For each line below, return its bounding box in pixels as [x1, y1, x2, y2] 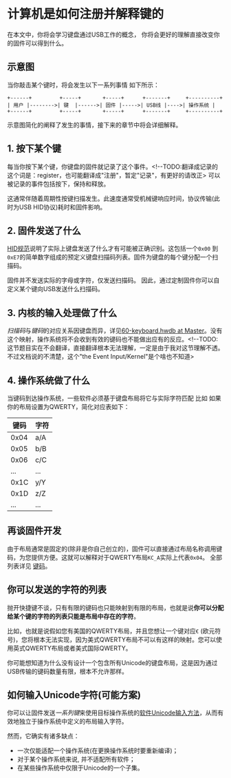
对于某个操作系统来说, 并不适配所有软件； [16, 755, 135, 764]
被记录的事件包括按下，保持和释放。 [7, 180, 110, 188]
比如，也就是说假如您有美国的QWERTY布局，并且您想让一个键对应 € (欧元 [7, 627, 215, 635]
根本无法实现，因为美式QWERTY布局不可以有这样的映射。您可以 [33, 635, 217, 644]
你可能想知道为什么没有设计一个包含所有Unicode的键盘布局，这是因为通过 [7, 658, 218, 666]
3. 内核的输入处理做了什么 [7, 307, 118, 319]
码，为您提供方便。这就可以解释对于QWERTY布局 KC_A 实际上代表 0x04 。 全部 [7, 553, 222, 561]
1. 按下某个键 [7, 143, 62, 155]
